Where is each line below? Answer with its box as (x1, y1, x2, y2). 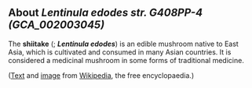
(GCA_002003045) (8, 19, 104, 32)
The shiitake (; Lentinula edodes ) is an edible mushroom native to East (8, 39, 239, 48)
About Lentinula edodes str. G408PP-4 (8, 6, 203, 19)
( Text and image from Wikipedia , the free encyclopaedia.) (8, 70, 195, 80)
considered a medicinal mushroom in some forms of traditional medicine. (8, 55, 245, 65)
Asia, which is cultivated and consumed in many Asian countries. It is (8, 47, 232, 57)
